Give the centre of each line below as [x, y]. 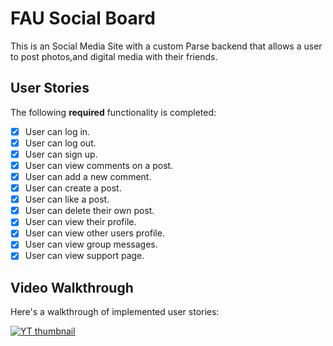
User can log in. [57, 131]
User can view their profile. [80, 222]
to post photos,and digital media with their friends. [114, 56]
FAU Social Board [83, 18]
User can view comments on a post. [99, 165]
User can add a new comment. [88, 176]
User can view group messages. [91, 244]
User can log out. [60, 143]
